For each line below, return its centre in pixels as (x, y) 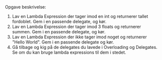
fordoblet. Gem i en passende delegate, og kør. (59, 22)
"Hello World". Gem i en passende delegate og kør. (63, 42)
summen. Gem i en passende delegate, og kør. (59, 32)
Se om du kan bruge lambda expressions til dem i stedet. (69, 52)
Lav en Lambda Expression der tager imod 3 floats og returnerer (76, 27)
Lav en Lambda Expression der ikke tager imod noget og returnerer (79, 37)
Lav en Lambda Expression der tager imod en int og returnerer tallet (80, 16)
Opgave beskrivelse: (26, 7)
